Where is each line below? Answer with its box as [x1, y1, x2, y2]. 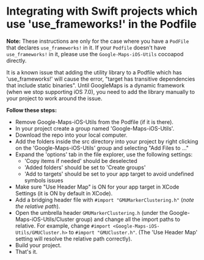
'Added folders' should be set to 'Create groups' [24, 164, 146, 171]
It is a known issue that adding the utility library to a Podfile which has [6, 68, 182, 76]
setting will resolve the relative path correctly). [15, 235, 133, 242]
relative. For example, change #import [15, 222, 111, 229]
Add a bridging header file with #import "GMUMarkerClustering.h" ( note [15, 196, 194, 203]
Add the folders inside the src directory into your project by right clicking [15, 137, 199, 145]
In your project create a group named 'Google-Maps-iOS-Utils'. [15, 125, 175, 132]
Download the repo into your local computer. [15, 131, 128, 139]
